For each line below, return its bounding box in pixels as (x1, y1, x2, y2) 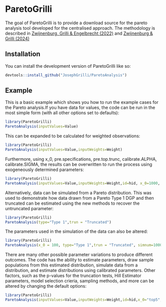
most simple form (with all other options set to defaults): (5, 110, 120, 116)
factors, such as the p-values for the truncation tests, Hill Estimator (5, 273, 142, 279)
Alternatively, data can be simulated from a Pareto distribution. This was (5, 189, 152, 196)
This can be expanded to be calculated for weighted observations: (5, 133, 140, 139)
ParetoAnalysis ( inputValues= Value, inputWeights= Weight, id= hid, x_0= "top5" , (5, 298, 163, 303)
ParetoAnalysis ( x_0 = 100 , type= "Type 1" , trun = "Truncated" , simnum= (5, 243, 154, 248)
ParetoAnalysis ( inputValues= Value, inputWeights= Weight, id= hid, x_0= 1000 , (5, 180, 161, 186)
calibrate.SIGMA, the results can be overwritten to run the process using (5, 161, 152, 167)
